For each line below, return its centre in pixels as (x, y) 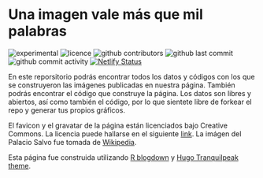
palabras (37, 31)
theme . (20, 165)
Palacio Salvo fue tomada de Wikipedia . (72, 142)
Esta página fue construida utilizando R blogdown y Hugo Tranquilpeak (123, 157)
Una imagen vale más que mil (106, 15)
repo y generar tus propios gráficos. (67, 110)
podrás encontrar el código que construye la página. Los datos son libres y (130, 93)
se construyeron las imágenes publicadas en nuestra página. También (122, 85)
